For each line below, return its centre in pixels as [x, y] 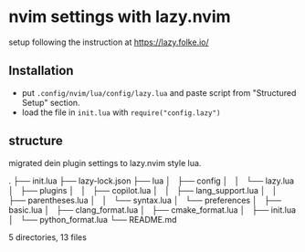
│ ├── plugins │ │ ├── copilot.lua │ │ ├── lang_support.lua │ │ [143, 190]
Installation [41, 71]
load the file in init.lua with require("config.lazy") [121, 112]
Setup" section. [51, 102]
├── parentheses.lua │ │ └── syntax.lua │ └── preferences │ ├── [145, 200]
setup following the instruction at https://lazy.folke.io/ [109, 42]
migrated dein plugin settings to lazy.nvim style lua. [105, 163]
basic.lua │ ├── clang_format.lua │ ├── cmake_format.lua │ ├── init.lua [152, 210]
